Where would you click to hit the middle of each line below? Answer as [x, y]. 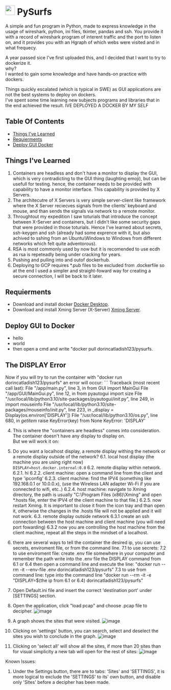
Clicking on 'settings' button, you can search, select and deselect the [86, 631]
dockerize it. [18, 63]
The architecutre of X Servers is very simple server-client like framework [89, 200]
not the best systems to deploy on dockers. [51, 94]
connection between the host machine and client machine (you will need [89, 522]
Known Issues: [21, 661]
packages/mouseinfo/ [28, 410]
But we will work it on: [36, 441]
